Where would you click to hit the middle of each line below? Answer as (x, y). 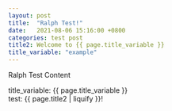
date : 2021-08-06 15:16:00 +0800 (67, 30)
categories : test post (46, 38)
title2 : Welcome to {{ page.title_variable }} (86, 45)
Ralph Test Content (40, 75)
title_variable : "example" (53, 52)
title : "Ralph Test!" (46, 23)
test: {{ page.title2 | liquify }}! (55, 99)
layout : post (30, 15)
